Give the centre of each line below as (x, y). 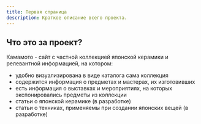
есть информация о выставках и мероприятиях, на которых (94, 89)
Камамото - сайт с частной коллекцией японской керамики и (87, 57)
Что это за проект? (44, 42)
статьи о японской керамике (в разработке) (73, 101)
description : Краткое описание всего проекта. (67, 18)
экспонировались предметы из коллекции (71, 95)
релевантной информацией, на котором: (60, 64)
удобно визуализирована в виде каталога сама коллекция (92, 75)
